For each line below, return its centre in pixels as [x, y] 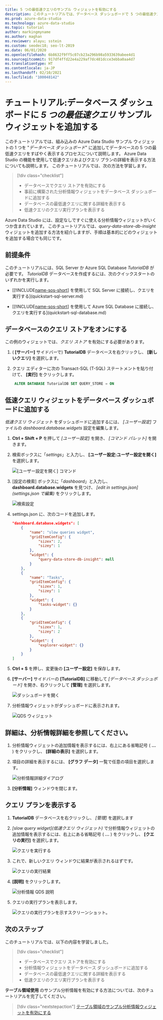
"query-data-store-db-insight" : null [76, 559]
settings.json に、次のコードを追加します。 [55, 514]
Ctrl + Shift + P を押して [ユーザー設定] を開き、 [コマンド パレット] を [82, 438]
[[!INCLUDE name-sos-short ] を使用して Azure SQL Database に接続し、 [84, 306]
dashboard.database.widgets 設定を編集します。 [72, 428]
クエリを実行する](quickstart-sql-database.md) [59, 312]
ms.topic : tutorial [25, 28]
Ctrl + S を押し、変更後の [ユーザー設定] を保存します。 [67, 669]
